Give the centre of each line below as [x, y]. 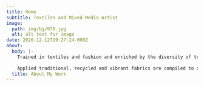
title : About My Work [39, 74]
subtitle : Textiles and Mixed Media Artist [62, 18]
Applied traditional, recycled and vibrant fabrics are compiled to [106, 68]
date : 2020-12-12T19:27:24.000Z [47, 40]
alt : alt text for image [43, 35]
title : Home [21, 12]
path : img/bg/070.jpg [39, 29]
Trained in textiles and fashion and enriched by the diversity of [104, 57]
